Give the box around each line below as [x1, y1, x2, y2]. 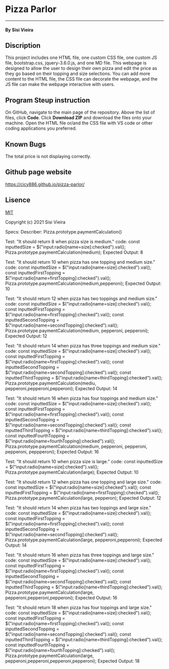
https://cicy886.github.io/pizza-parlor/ [5, 181, 85, 187]
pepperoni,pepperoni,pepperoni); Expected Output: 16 [5, 594, 117, 601]
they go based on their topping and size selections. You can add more [5, 70, 150, 77]
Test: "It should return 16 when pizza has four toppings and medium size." [5, 395, 158, 401]
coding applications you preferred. [5, 125, 77, 131]
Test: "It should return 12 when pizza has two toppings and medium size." [5, 295, 157, 302]
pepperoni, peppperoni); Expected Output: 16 [5, 449, 99, 455]
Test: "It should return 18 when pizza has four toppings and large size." [5, 604, 152, 610]
